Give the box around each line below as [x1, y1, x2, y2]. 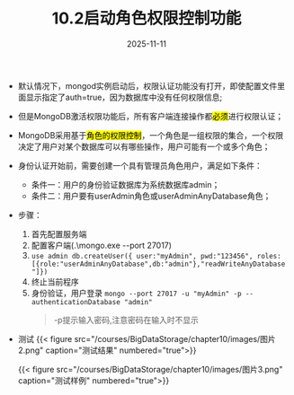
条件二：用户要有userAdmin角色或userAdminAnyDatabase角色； [31, 190, 272, 201]
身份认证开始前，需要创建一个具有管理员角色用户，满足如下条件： [17, 160, 263, 171]
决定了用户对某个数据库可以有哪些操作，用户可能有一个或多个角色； [17, 141, 271, 152]
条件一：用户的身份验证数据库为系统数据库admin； [31, 179, 220, 189]
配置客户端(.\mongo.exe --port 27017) [31, 240, 173, 250]
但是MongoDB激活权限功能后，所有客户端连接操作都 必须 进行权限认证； [17, 110, 284, 121]
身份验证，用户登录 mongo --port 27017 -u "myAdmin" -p [31, 287, 242, 298]
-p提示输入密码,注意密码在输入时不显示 [53, 314, 200, 325]
